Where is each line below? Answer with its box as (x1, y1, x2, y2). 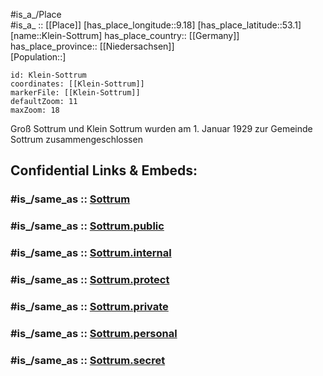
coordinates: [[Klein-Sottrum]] (10, 79, 145, 89)
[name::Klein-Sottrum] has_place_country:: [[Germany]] (10, 30, 240, 41)
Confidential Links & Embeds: (10, 162, 198, 179)
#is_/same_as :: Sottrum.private (10, 300, 169, 313)
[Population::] (10, 51, 67, 63)
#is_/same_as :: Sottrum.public (10, 219, 165, 233)
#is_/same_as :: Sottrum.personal (10, 326, 178, 340)
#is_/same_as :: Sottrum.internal (10, 246, 172, 260)
